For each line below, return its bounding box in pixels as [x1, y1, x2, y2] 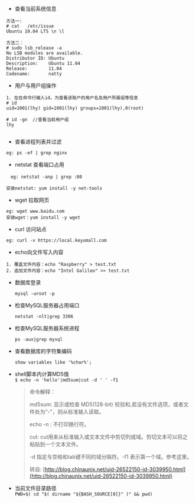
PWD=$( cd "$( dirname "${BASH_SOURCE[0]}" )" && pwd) [14, 491, 153, 497]
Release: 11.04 [6, 66, 62, 72]
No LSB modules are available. [6, 50, 83, 56]
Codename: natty [6, 71, 62, 77]
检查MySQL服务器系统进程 [14, 324, 80, 332]
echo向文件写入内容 [14, 249, 64, 255]
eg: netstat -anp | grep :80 [10, 174, 83, 180]
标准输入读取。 [67, 408, 105, 415]
